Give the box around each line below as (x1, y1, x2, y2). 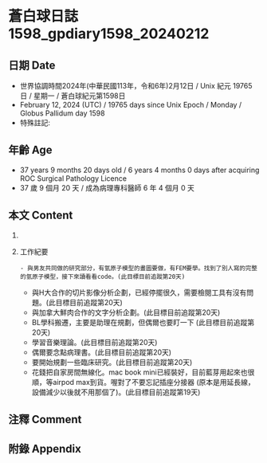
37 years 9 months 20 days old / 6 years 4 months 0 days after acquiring (19, 165, 260, 175)
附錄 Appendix (8, 442, 81, 456)
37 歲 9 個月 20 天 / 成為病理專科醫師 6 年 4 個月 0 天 (19, 182, 195, 192)
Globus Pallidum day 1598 (19, 108, 105, 118)
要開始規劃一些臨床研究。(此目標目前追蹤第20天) (31, 357, 193, 367)
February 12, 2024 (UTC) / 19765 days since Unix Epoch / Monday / (19, 100, 242, 109)
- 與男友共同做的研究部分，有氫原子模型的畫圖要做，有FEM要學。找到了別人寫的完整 (19, 264, 257, 272)
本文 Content (8, 209, 73, 222)
